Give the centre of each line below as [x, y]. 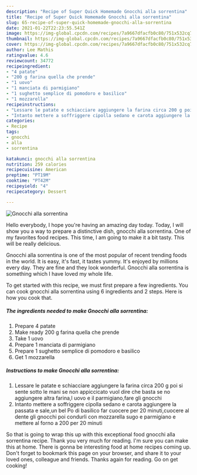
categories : [21, 121]
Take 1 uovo [29, 338]
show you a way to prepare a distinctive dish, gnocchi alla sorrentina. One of [98, 231]
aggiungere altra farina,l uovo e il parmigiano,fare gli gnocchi [88, 398]
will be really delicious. [34, 243]
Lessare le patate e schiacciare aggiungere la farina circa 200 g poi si [99, 385]
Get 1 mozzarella [35, 357]
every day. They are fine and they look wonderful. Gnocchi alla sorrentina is [97, 267]
